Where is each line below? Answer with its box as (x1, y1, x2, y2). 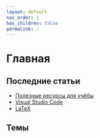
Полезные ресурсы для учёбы (15, 92, 94, 99)
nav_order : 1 (6, 15, 39, 21)
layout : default (6, 8, 47, 15)
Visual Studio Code (15, 98, 64, 106)
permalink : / (6, 25, 39, 32)
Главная (6, 52, 50, 65)
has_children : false (6, 20, 59, 26)
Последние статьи (6, 76, 81, 86)
